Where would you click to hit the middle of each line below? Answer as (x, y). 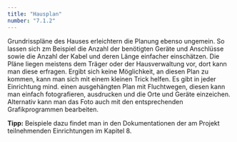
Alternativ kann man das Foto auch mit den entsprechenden (95, 101)
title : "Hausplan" (35, 14)
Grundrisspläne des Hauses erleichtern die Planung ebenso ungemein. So (116, 41)
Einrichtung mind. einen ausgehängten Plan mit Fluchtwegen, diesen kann (116, 86)
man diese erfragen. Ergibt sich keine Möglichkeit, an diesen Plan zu (108, 71)
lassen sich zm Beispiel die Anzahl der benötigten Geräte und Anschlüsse (116, 49)
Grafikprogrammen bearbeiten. (53, 109)
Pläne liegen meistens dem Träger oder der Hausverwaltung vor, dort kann (117, 64)
